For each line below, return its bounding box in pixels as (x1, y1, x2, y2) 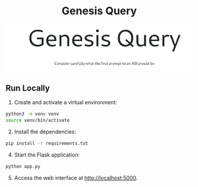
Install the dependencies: (14, 128, 77, 135)
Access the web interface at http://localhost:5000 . (14, 174, 138, 181)
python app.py (5, 163, 41, 169)
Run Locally (5, 83, 50, 93)
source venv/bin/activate (5, 117, 70, 123)
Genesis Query (61, 4, 137, 18)
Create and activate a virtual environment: (14, 99, 117, 106)
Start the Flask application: (14, 151, 80, 158)
